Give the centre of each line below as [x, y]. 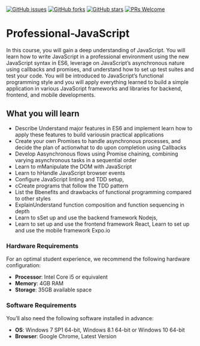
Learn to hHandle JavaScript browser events [70, 173]
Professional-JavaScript [68, 34]
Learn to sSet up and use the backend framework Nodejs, [86, 217]
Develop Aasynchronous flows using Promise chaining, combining [96, 154]
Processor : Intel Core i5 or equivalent [61, 277]
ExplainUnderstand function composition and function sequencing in [99, 205]
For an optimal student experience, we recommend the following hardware [98, 259]
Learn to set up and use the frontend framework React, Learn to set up [102, 224]
